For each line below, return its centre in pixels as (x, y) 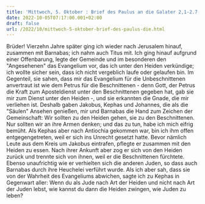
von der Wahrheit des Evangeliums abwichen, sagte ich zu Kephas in (93, 176)
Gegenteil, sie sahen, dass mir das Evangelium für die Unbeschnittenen (96, 79)
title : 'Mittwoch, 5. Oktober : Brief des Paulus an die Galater (91, 12)
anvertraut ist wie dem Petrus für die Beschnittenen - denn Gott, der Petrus (101, 86)
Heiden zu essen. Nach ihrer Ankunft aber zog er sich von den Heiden (94, 150)
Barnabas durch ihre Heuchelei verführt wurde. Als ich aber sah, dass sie (98, 170)
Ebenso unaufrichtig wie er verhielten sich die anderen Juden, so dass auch (102, 163)
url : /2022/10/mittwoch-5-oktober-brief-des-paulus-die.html (86, 29)
